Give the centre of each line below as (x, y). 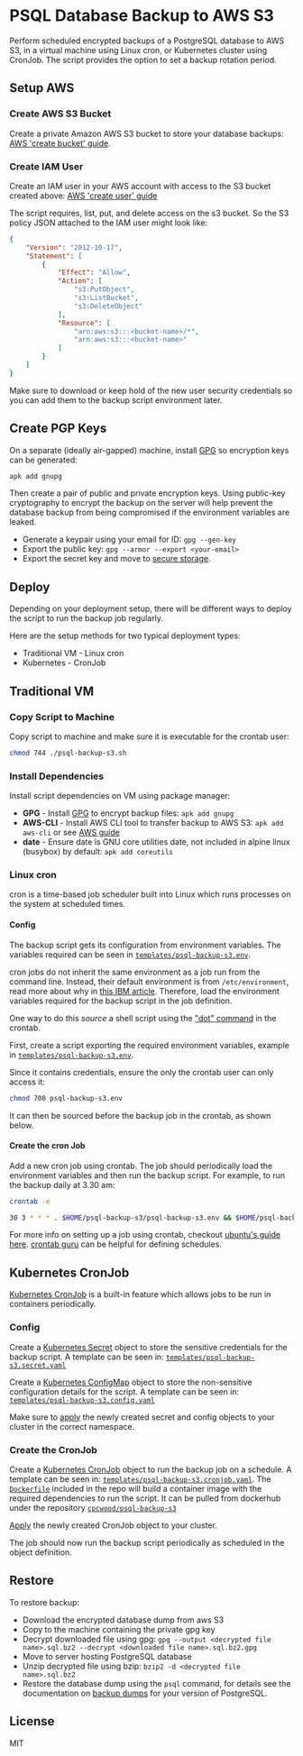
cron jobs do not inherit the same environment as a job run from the (135, 972)
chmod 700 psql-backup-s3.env (66, 1098)
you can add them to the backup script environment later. (116, 400)
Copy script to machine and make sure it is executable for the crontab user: (149, 736)
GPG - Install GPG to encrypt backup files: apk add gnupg (128, 813)
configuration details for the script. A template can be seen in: (124, 1391)
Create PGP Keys (58, 429)
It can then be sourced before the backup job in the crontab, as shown (140, 1115)
